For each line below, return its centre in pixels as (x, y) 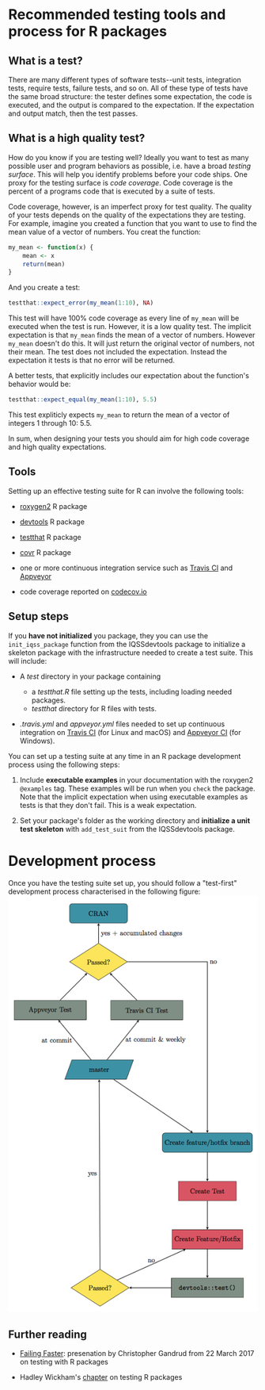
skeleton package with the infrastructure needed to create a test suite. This (131, 653)
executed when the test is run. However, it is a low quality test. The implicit (130, 327)
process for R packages (88, 31)
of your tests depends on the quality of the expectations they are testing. (127, 215)
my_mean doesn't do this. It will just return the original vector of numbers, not (131, 343)
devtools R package (52, 522)
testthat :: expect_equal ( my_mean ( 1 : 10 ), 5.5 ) (83, 400)
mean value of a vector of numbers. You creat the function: (104, 232)
